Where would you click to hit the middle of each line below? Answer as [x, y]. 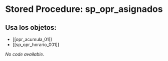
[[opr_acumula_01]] [32, 39]
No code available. [25, 54]
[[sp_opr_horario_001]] [36, 45]
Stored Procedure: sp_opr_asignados [84, 9]
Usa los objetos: [31, 28]
